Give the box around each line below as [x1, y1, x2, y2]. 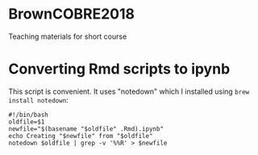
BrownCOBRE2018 [8, 5, 135, 23]
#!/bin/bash [8, 111, 48, 119]
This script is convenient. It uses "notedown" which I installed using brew [8, 86, 250, 96]
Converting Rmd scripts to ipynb [8, 60, 231, 78]
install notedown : [8, 94, 69, 105]
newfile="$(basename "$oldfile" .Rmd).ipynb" [8, 124, 164, 133]
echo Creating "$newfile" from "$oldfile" [8, 132, 153, 140]
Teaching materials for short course [8, 31, 127, 41]
